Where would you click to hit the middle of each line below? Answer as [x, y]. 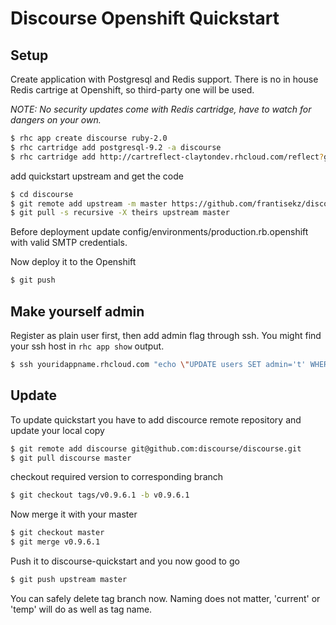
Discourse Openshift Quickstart [145, 18]
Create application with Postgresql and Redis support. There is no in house [164, 79]
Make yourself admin [77, 311]
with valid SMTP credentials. [69, 243]
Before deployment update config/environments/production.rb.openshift [159, 232]
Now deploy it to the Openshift [73, 262]
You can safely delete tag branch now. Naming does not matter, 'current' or [165, 598]
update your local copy [57, 430]
